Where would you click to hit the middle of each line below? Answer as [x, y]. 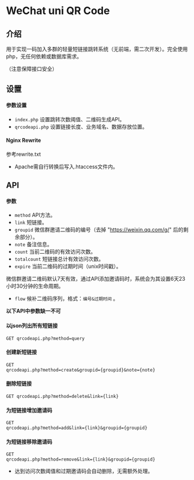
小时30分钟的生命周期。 [35, 286]
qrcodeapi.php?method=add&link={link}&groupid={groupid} [77, 428]
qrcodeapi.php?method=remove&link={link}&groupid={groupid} [81, 459]
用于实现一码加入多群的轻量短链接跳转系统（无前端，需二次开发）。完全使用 [97, 49]
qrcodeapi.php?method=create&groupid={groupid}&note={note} [81, 370]
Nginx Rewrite [24, 140]
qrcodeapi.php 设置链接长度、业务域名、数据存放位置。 [81, 127]
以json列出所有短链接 [32, 325]
